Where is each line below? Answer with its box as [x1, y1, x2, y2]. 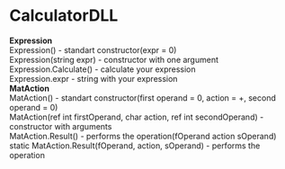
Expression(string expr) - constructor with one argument [9, 54, 218, 65]
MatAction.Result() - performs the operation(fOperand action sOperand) [9, 130, 277, 141]
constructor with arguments [9, 120, 112, 131]
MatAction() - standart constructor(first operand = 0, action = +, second [9, 92, 277, 103]
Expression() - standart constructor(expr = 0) [9, 44, 177, 55]
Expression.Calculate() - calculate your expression [9, 64, 196, 75]
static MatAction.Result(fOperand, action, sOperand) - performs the [9, 140, 261, 151]
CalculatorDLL [9, 5, 119, 26]
